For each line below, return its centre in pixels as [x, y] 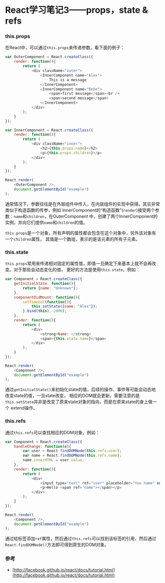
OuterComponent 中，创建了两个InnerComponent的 [105, 216]
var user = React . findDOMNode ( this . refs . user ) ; [72, 451]
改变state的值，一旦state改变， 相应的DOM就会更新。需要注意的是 [72, 396]
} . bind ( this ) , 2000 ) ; [45, 311]
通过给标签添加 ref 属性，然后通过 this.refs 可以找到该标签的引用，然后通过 [81, 539]
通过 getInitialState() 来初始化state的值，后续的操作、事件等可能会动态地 [81, 389]
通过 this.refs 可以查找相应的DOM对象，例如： [52, 432]
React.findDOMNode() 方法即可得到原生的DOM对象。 [57, 545]
